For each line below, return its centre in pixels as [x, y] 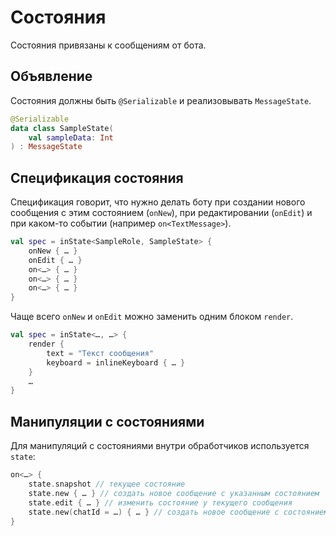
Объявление [51, 76]
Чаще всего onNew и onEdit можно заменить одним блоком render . [152, 317]
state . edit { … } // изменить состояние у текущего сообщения [160, 502]
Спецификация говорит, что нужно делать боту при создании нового [158, 202]
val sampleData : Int [71, 137]
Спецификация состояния [97, 177]
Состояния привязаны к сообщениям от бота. [108, 45]
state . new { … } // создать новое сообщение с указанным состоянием [174, 493]
